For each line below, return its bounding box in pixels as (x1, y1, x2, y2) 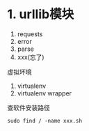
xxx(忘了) (17, 53, 44, 61)
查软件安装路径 (7, 103, 50, 111)
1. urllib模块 (7, 6, 74, 22)
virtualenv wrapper (17, 88, 72, 98)
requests (17, 29, 43, 38)
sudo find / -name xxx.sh (7, 117, 82, 124)
